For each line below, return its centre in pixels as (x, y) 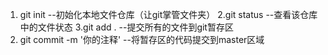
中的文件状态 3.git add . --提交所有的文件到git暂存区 (126, 27)
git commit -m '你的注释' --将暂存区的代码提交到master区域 (142, 39)
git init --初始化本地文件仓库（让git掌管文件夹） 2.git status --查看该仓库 (168, 14)
